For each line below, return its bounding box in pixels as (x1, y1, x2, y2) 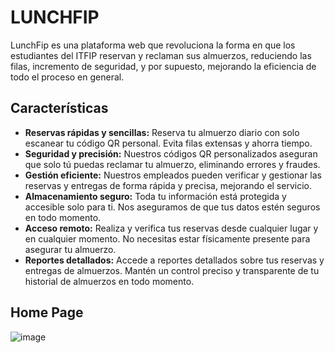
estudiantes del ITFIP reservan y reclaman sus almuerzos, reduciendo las (10, 49, 312, 61)
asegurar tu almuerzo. (24, 243, 117, 255)
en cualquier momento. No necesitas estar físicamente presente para (24, 232, 311, 245)
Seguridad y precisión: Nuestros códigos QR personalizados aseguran (24, 147, 318, 160)
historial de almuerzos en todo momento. (24, 275, 195, 287)
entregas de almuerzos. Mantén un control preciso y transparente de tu (24, 264, 320, 276)
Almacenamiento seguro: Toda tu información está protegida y (24, 190, 287, 202)
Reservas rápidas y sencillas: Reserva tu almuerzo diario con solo (24, 126, 300, 138)
